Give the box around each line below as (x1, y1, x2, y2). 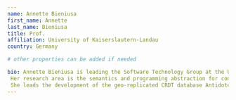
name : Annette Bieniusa (7, 10, 77, 18)
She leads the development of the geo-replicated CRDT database (10, 82, 202, 89)
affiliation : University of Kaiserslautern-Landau (7, 37, 159, 44)
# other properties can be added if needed (7, 56, 137, 63)
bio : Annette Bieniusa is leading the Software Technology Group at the (7, 68, 225, 75)
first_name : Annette (7, 17, 68, 24)
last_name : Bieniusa (7, 23, 68, 30)
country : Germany (7, 43, 58, 50)
